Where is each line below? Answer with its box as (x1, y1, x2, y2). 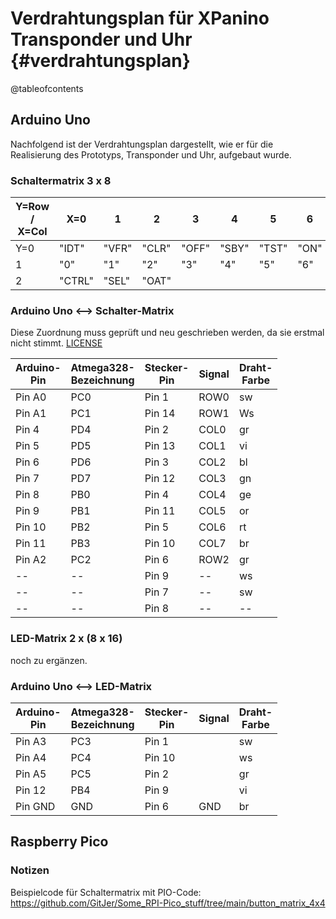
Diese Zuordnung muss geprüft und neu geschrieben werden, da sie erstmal (10, 327, 325, 339)
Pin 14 (144, 407, 176, 421)
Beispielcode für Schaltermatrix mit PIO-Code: (10, 886, 202, 898)
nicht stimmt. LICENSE (10, 337, 103, 349)
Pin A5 (15, 767, 47, 781)
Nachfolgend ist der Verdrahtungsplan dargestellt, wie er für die (10, 138, 274, 150)
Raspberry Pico (10, 833, 109, 851)
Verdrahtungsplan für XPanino (10, 7, 270, 30)
